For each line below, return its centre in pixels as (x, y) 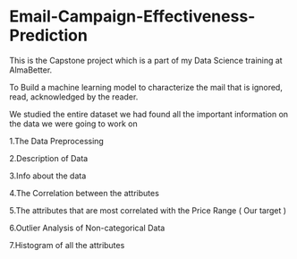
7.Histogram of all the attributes (67, 245)
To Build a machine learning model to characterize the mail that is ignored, (146, 87)
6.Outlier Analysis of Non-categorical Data (87, 228)
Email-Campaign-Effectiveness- (132, 17)
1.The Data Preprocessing (57, 141)
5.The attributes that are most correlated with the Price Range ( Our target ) (148, 210)
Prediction (48, 35)
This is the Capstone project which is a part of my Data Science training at (146, 60)
